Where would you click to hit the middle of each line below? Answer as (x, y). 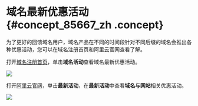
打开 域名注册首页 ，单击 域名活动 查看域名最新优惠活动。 (73, 62)
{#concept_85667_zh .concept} (85, 25)
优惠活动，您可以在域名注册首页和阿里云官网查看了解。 (78, 49)
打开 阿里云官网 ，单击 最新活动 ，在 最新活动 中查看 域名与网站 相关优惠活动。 (96, 85)
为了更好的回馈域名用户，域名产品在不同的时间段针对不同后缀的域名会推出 (96, 42)
